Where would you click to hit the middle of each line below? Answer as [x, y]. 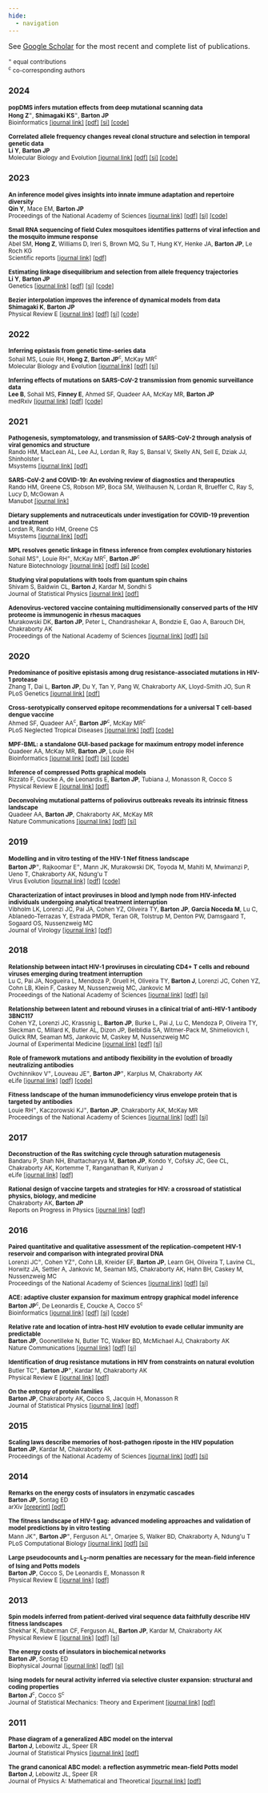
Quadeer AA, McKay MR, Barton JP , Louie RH [71, 752]
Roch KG [20, 251]
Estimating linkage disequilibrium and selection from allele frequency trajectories [123, 272]
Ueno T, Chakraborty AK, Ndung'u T [58, 874]
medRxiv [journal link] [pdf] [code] [56, 401]
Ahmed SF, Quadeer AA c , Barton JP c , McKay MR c [77, 723]
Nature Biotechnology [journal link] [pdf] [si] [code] [79, 566]
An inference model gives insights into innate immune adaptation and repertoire [121, 195]
